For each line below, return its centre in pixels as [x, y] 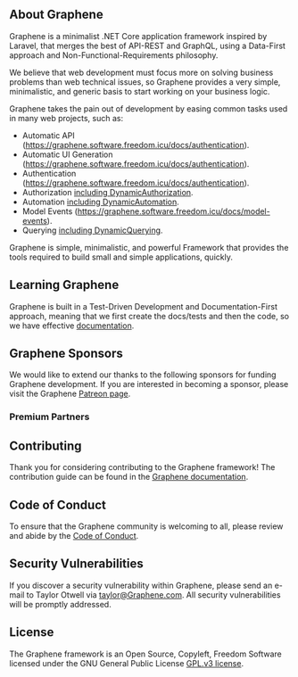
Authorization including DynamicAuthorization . [108, 192]
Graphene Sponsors [66, 354]
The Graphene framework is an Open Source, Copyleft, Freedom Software [146, 654]
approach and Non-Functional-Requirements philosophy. [114, 55]
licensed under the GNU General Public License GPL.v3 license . [126, 663]
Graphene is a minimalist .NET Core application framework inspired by [138, 36]
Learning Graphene [64, 285]
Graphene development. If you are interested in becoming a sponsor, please [149, 384]
